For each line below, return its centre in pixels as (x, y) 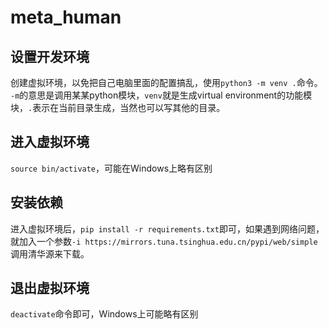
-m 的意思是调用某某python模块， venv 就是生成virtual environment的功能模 (161, 95)
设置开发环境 (50, 56)
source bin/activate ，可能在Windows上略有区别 (111, 168)
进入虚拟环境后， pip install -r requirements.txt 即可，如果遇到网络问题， (167, 228)
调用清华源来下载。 (50, 253)
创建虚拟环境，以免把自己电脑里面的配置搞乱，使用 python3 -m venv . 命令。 (166, 82)
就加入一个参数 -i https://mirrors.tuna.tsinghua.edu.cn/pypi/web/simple (164, 241)
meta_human (66, 17)
